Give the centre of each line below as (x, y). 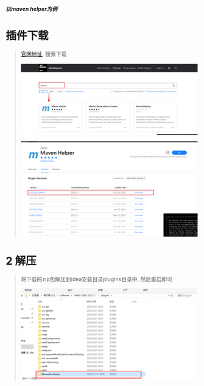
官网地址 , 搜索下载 (44, 54)
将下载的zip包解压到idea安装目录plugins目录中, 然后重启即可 (97, 279)
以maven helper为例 (32, 9)
